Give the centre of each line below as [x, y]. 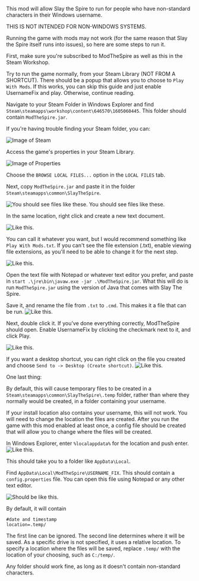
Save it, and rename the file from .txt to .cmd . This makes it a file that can [96, 305]
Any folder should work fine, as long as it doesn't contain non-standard [93, 566]
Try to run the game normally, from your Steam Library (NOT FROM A [91, 74]
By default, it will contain [36, 509]
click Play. [18, 336]
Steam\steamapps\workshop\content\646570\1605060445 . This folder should [96, 111]
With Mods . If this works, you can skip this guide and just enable [84, 86]
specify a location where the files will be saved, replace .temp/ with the [93, 548]
